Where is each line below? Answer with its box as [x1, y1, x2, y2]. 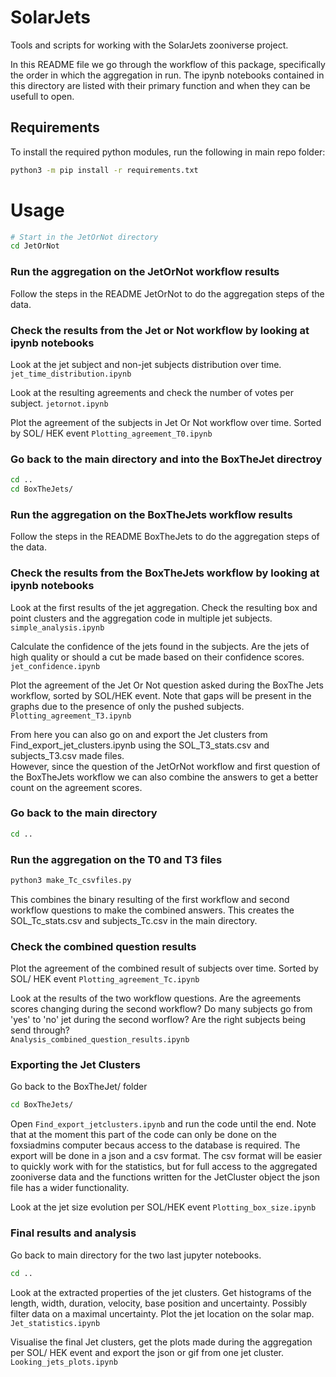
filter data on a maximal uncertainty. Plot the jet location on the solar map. [10, 1307, 315, 1320]
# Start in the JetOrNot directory [10, 232, 159, 242]
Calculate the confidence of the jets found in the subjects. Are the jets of [10, 640, 310, 652]
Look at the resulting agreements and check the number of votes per [10, 386, 295, 398]
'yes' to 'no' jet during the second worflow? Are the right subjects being [10, 1014, 307, 1026]
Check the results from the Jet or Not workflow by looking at [10, 323, 310, 337]
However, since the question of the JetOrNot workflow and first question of [10, 760, 321, 772]
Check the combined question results [10, 939, 197, 953]
